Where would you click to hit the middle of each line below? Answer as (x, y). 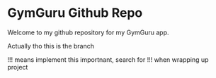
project (18, 67)
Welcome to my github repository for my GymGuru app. (88, 32)
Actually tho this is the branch (51, 46)
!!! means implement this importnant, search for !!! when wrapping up (108, 59)
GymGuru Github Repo (75, 13)
